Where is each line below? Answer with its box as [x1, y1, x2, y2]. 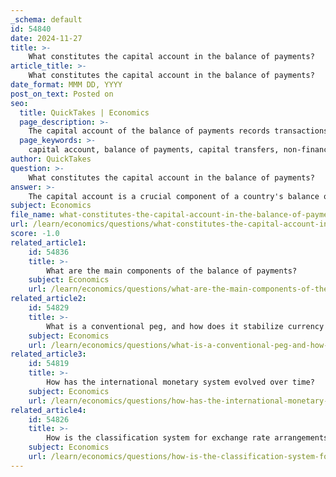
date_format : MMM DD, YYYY [10, 80, 123, 90]
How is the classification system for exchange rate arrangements [46, 433, 329, 443]
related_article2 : [10, 294, 87, 304]
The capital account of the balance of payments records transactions [28, 126, 329, 136]
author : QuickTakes [10, 154, 92, 164]
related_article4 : [10, 405, 87, 415]
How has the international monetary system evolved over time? [46, 377, 315, 387]
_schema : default [10, 14, 83, 25]
